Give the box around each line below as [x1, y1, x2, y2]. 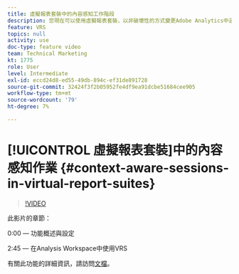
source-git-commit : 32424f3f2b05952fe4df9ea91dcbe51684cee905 [7, 83, 196, 90]
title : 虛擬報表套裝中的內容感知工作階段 [7, 10, 115, 18]
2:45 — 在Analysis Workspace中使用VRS [7, 243, 128, 253]
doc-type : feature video [7, 43, 81, 51]
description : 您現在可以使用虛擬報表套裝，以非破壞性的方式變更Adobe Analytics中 [7, 17, 229, 24]
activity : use [7, 37, 50, 44]
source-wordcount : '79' [7, 97, 78, 104]
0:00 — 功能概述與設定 [7, 228, 75, 237]
